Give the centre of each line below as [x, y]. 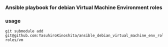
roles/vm [14, 40]
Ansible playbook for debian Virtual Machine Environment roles [84, 7]
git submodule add [24, 31]
